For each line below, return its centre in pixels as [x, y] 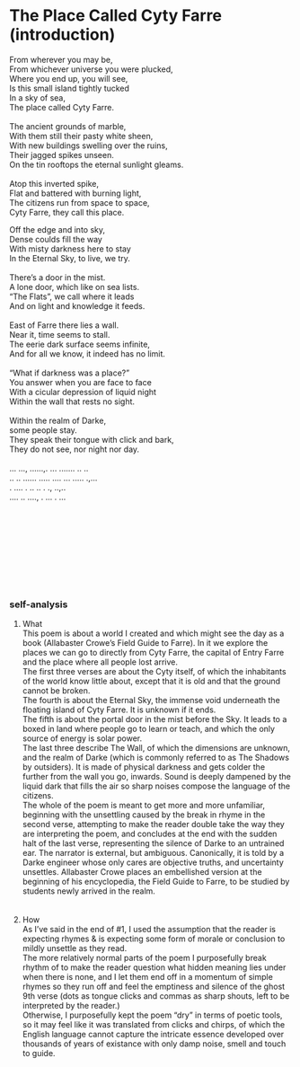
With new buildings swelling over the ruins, [88, 145]
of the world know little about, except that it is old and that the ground [151, 681]
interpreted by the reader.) [71, 1006]
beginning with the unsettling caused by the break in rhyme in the [144, 815]
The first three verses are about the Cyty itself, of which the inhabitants [154, 672]
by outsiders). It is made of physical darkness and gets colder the [144, 767]
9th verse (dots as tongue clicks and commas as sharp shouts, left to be [156, 996]
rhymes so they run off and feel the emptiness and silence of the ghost [154, 987]
